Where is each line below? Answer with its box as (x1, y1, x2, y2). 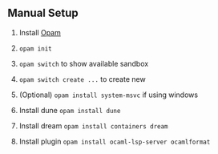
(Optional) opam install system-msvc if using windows (18, 90, 198, 99)
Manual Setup (7, 6, 79, 20)
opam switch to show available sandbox (18, 59, 149, 68)
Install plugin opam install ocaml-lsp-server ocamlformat (18, 136, 211, 146)
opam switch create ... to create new (18, 74, 146, 83)
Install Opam (18, 27, 61, 37)
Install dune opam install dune (18, 105, 121, 115)
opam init (18, 44, 53, 53)
